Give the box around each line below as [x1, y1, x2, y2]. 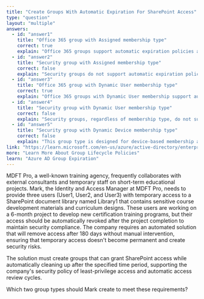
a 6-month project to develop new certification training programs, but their [6, 210, 193, 218]
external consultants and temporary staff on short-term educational [6, 178, 175, 186]
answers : [6, 25, 29, 32]
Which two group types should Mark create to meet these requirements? [6, 286, 188, 293]
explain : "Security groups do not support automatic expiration [17, 71, 183, 77]
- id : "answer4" [12, 99, 53, 105]
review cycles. [6, 274, 42, 281]
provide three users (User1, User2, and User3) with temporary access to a [6, 192, 191, 199]
